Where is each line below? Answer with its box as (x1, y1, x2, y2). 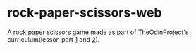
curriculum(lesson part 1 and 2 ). (7, 35, 100, 43)
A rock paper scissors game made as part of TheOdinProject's (7, 28, 189, 36)
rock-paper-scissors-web (7, 5, 162, 21)
